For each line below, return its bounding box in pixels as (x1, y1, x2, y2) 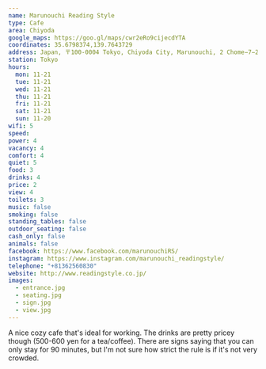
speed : (8, 129, 30, 137)
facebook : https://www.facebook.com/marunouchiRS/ (8, 247, 179, 255)
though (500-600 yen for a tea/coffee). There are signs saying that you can (8, 336, 255, 345)
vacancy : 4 (8, 144, 44, 152)
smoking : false (8, 211, 59, 219)
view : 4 (8, 188, 34, 196)
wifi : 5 (8, 122, 34, 130)
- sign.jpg (15, 299, 51, 306)
